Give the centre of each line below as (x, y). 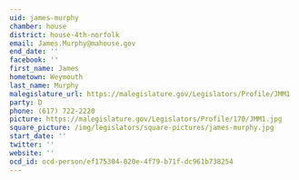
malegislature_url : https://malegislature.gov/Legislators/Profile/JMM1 (150, 94)
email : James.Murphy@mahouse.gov (73, 43)
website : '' (32, 153)
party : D (26, 102)
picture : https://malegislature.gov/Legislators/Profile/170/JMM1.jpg (146, 119)
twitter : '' (32, 145)
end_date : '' (34, 52)
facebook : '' (34, 60)
